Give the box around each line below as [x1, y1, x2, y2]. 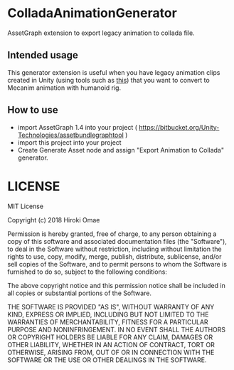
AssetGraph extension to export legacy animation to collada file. [7, 29, 195, 37]
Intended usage [7, 49, 78, 61]
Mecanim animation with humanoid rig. [7, 83, 122, 92]
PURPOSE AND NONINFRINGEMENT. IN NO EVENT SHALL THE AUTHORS [7, 325, 226, 334]
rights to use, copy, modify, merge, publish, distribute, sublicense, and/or [7, 252, 222, 261]
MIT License [7, 202, 44, 210]
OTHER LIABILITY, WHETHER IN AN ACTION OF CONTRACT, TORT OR [7, 340, 215, 349]
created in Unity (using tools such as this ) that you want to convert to [7, 76, 210, 84]
